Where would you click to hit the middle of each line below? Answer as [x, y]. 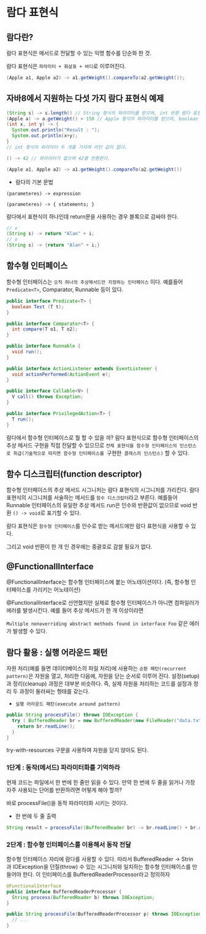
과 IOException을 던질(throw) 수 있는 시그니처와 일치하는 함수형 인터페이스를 [99, 866]
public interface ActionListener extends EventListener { [82, 368]
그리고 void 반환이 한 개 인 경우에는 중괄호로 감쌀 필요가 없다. [79, 547]
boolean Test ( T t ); [38, 307]
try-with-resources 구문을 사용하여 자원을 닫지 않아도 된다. [78, 750]
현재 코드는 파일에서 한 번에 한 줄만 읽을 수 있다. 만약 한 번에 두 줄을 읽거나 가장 [101, 782]
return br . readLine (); [46, 726]
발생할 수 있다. [30, 631]
